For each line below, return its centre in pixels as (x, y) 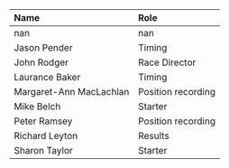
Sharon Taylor (44, 150)
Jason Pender (43, 47)
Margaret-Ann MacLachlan (72, 92)
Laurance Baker (47, 77)
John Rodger (41, 62)
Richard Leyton (46, 136)
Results (154, 136)
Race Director (167, 62)
